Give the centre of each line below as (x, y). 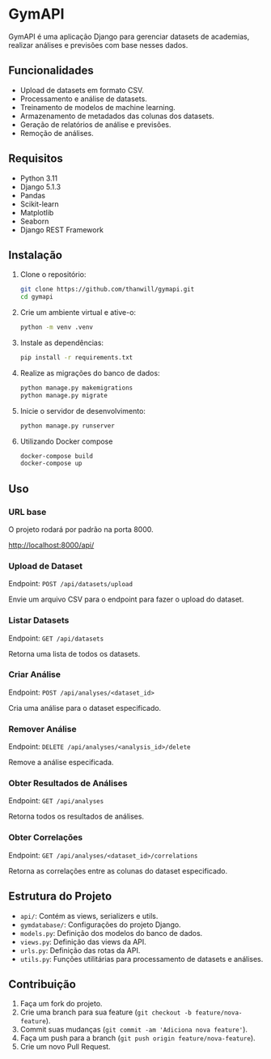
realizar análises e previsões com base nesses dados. (98, 45)
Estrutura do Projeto (60, 897)
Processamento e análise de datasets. (83, 99)
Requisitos (36, 159)
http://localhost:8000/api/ (51, 545)
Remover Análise (42, 729)
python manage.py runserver (67, 426)
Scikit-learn (39, 204)
